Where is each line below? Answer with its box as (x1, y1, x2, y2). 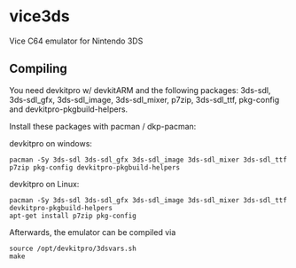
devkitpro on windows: (9, 138, 93, 148)
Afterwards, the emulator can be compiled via (9, 226, 176, 237)
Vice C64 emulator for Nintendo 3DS (9, 35, 144, 46)
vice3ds (9, 6, 70, 27)
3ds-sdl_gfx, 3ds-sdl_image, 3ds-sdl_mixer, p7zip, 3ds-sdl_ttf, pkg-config (9, 94, 280, 105)
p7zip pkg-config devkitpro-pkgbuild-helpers (9, 162, 180, 172)
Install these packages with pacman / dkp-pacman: (9, 121, 197, 131)
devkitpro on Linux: (9, 178, 80, 189)
